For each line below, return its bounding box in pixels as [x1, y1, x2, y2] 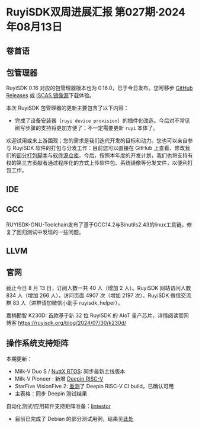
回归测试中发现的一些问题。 [16, 228, 84, 235]
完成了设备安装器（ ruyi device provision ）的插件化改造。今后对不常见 [14, 117, 191, 124]
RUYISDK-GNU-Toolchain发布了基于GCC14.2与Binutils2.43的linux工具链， [6, 221, 187, 228]
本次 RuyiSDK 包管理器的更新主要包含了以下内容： [6, 104, 129, 111]
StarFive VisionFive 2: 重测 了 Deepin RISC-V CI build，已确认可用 [14, 382, 174, 389]
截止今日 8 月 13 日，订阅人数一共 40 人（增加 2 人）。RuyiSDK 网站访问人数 [6, 284, 191, 291]
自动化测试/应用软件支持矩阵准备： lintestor [6, 403, 111, 410]
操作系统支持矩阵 [6, 338, 69, 349]
